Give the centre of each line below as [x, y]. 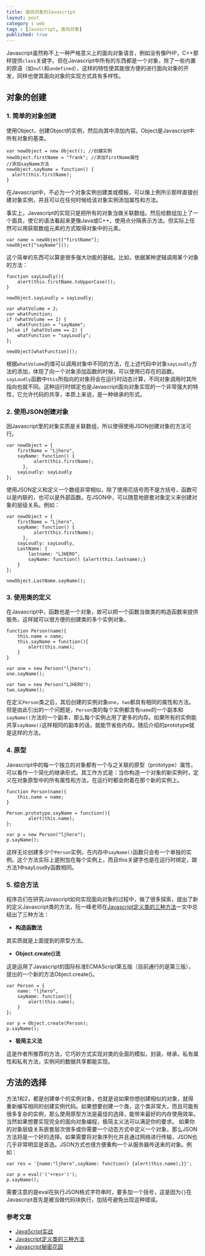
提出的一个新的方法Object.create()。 [52, 974]
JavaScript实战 [34, 1232]
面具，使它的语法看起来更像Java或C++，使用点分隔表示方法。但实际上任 [103, 220]
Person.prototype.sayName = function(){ [59, 813]
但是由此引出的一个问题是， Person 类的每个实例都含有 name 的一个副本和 [95, 710]
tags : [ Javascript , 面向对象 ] [44, 29]
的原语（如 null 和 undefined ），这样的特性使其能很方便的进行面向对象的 [95, 69]
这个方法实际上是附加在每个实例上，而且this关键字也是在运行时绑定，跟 [107, 859]
